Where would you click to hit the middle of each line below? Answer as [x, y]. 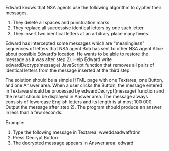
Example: [15, 122]
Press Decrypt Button [35, 138]
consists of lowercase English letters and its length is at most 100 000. [79, 102]
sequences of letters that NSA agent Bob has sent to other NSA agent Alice [84, 49]
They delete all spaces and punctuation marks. [62, 23]
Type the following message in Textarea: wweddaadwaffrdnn [77, 132]
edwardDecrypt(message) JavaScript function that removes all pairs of [80, 65]
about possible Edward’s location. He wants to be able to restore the [77, 54]
